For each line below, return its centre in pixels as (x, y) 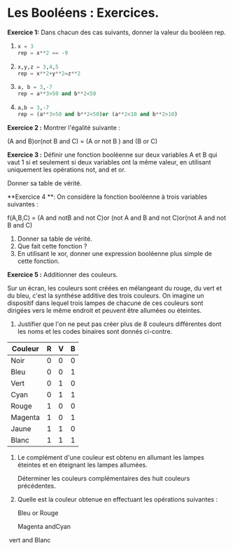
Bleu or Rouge (38, 513)
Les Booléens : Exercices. (83, 13)
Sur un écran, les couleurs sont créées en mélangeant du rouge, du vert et (115, 288)
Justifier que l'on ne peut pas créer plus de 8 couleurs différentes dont (119, 324)
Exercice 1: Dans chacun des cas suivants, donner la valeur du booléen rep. (116, 32)
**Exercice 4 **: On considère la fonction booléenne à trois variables (107, 197)
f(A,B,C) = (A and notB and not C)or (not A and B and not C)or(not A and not (116, 218)
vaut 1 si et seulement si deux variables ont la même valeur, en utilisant (109, 162)
